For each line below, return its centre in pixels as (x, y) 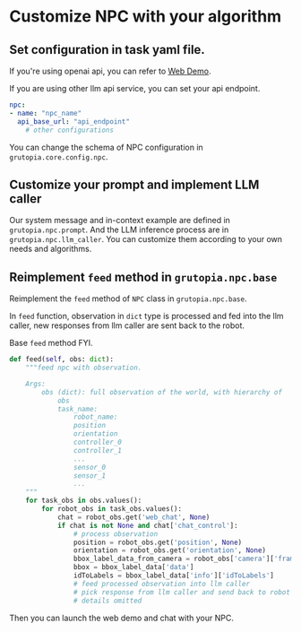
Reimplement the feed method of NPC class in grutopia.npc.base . (128, 299)
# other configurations (70, 130)
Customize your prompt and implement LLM (134, 184)
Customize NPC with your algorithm (146, 17)
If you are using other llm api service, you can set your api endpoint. (135, 88)
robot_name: (95, 417)
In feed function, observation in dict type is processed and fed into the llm (146, 316)
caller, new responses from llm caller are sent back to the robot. (127, 325)
